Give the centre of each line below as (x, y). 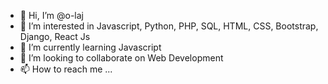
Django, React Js (55, 36)
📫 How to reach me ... (66, 69)
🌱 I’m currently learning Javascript (90, 47)
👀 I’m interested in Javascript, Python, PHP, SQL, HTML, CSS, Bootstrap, (169, 26)
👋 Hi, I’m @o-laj (52, 15)
